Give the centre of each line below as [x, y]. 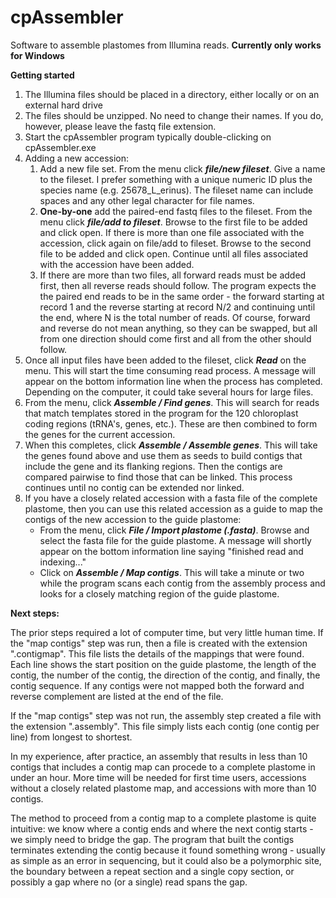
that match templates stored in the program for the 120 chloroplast [161, 413]
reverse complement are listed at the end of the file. [117, 696]
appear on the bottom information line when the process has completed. [173, 381]
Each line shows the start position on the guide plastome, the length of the [163, 664]
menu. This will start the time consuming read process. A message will [170, 370]
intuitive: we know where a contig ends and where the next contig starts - [162, 828]
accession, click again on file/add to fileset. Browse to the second [175, 243]
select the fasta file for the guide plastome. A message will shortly [175, 540]
